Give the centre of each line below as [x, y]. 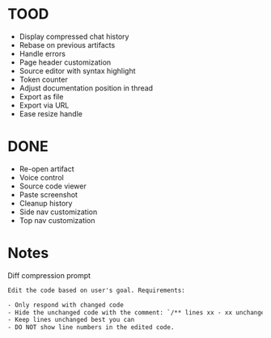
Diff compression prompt [49, 275]
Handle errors [42, 53]
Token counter [43, 79]
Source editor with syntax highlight [77, 70]
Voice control [41, 177]
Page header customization [65, 62]
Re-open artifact [47, 169]
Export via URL [44, 105]
